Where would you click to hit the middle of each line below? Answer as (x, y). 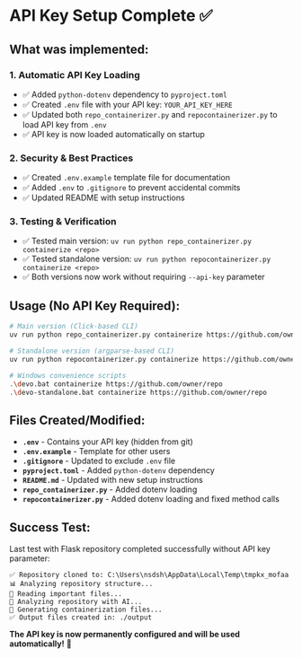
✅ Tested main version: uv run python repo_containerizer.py (137, 241)
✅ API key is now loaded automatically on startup (113, 134)
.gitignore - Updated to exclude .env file (99, 461)
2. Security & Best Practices (71, 158)
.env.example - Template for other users (96, 452)
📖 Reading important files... (66, 594)
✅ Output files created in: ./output (81, 618)
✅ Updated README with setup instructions (104, 197)
